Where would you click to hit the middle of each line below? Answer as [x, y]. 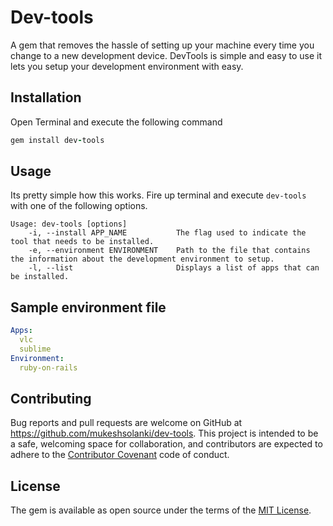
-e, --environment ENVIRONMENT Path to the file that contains [169, 251]
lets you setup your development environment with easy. [127, 66]
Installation [46, 97]
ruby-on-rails [48, 367]
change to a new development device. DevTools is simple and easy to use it [166, 55]
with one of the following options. [79, 206]
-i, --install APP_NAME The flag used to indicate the [167, 233]
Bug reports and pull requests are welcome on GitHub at [126, 423]
